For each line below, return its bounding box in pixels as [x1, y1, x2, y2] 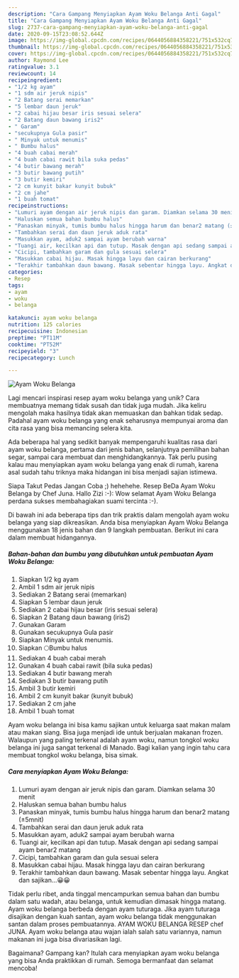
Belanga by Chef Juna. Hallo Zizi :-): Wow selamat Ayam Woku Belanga [8, 489, 216, 498]
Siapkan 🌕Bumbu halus [18, 643, 88, 652]
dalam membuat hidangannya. [8, 533, 96, 542]
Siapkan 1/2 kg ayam [18, 575, 79, 584]
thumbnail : [8, 43, 40, 51]
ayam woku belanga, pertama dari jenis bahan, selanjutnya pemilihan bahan [8, 446, 230, 454]
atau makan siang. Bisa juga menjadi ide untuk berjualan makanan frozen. [8, 728, 223, 737]
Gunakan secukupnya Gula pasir [18, 628, 113, 637]
